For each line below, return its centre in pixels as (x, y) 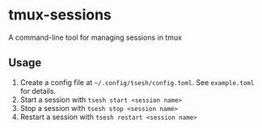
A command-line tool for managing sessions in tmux (95, 37)
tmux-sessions (60, 15)
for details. (38, 91)
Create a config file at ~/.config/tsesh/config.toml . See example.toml (137, 82)
